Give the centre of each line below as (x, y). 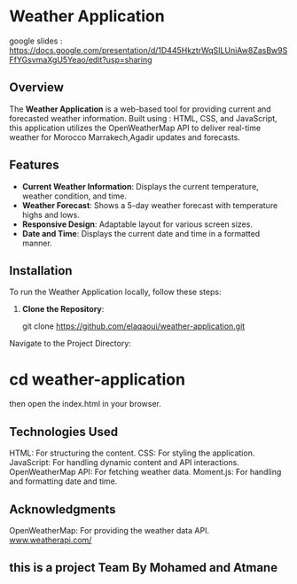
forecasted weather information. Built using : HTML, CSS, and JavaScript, (143, 118)
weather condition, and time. (74, 196)
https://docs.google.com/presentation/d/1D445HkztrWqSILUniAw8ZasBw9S (148, 50)
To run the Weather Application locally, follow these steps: (115, 292)
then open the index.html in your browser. (85, 404)
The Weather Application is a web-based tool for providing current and (141, 109)
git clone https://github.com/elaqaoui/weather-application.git (133, 326)
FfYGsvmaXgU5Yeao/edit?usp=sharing (81, 59)
